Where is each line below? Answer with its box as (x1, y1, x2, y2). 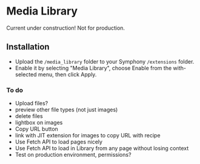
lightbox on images (15, 119, 63, 126)
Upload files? (15, 100, 48, 107)
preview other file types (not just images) (15, 106, 118, 113)
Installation (6, 42, 50, 52)
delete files (15, 113, 44, 120)
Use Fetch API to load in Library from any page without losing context (15, 145, 189, 152)
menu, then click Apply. (38, 71, 97, 78)
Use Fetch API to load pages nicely (15, 138, 103, 146)
